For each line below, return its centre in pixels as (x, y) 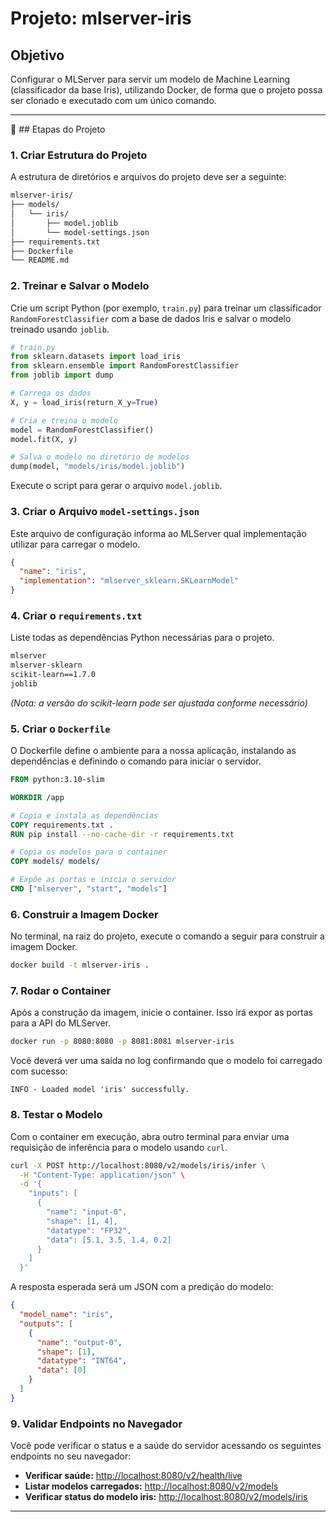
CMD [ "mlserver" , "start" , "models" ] (89, 889)
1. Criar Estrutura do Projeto (79, 155)
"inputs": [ (53, 1193)
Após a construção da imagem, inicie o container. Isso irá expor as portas (161, 1013)
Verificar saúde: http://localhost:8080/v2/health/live (133, 1476)
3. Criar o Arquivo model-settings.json (105, 512)
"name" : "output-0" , (79, 1342)
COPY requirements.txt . (62, 825)
